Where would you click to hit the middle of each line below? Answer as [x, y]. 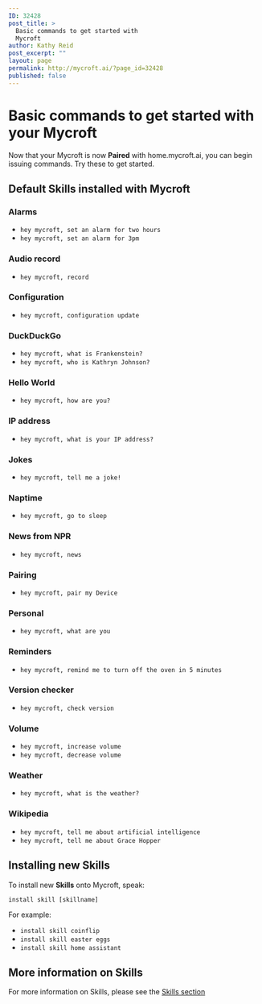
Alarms [23, 212]
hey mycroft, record [54, 277]
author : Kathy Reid [41, 46]
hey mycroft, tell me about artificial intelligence [110, 832]
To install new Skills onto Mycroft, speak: [76, 885]
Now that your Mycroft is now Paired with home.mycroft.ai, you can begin [131, 155]
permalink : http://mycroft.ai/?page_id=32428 [86, 68]
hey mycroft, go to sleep [63, 517]
